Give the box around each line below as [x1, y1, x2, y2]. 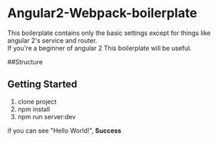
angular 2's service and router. [7, 36, 98, 44]
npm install [17, 105, 51, 113]
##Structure [7, 57, 43, 66]
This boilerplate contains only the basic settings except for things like [7, 29, 211, 37]
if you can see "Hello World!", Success [7, 126, 122, 135]
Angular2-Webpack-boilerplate [7, 5, 197, 21]
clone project [17, 97, 57, 106]
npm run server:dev [17, 112, 76, 121]
